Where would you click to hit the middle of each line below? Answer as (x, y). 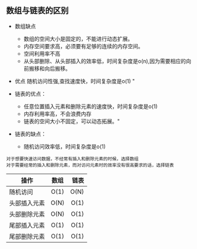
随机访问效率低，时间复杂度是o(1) (64, 146)
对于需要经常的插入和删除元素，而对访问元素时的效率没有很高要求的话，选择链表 (90, 165)
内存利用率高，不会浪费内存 (58, 114)
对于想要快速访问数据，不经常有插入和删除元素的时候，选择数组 (72, 159)
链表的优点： (30, 93)
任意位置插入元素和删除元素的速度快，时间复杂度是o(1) (90, 106)
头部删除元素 (27, 214)
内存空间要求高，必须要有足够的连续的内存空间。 (83, 46)
